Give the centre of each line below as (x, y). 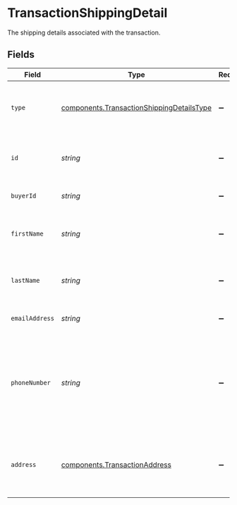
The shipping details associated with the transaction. (84, 32)
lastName (25, 280)
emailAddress (33, 318)
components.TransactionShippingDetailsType (136, 107)
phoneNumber (31, 383)
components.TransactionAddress (116, 465)
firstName (27, 233)
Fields (21, 55)
